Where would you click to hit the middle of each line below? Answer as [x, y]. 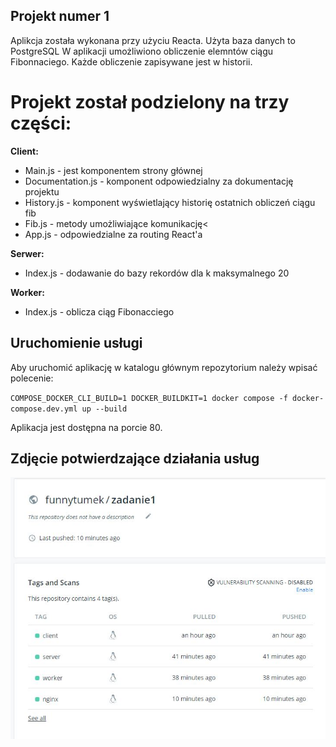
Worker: [27, 292]
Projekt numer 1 [60, 16]
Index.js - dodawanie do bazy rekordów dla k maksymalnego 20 [157, 273]
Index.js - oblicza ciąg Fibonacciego [99, 311]
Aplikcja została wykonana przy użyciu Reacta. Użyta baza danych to [153, 40]
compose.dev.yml [44, 409]
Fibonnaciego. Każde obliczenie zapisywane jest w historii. [131, 61]
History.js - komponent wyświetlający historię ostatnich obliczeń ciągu [170, 202]
